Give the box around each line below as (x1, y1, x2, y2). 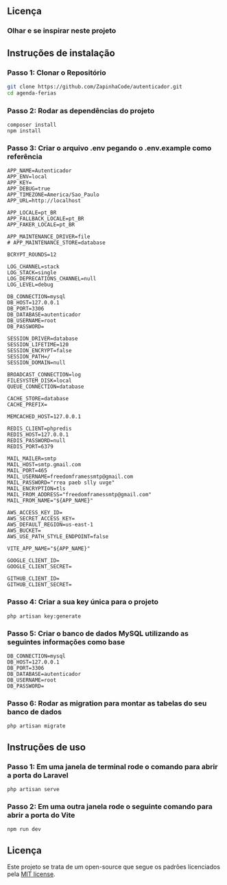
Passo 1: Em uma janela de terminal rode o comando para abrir (7, 762, 218, 771)
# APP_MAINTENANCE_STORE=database (7, 239, 106, 246)
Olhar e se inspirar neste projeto (7, 26, 117, 36)
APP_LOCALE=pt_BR (7, 209, 57, 217)
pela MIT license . (7, 870, 56, 878)
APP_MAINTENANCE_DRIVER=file (7, 233, 91, 241)
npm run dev (7, 826, 41, 833)
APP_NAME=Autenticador (7, 167, 72, 174)
